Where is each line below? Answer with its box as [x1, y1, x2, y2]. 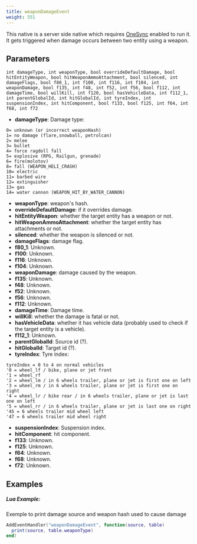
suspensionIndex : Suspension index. [14, 424, 106, 432]
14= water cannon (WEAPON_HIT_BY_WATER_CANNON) [6, 190, 126, 196]
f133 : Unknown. [14, 437, 54, 444]
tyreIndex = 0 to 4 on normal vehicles [6, 362, 104, 368]
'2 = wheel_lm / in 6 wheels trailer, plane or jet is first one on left [6, 378, 192, 384]
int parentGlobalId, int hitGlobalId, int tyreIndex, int [6, 95, 152, 101]
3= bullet [6, 143, 31, 149]
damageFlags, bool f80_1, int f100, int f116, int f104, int [6, 80, 160, 86]
